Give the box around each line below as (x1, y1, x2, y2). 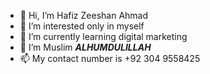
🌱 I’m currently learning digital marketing (19, 31, 188, 42)
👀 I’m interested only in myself (19, 20, 145, 32)
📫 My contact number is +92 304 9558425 (19, 53, 201, 64)
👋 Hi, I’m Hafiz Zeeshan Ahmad (19, 10, 149, 21)
